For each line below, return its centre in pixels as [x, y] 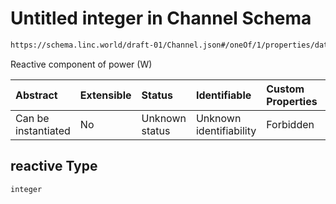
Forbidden [290, 124]
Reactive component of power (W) [81, 64]
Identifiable [223, 95]
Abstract [36, 95]
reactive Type [54, 166]
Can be [32, 118]
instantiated [43, 130]
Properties [292, 101]
